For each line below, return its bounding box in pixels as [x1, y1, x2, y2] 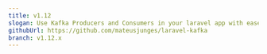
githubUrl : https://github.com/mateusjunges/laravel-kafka [8, 26, 208, 34]
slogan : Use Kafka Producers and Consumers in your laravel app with [8, 19, 244, 27]
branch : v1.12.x [8, 33, 62, 42]
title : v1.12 [8, 11, 52, 20]
